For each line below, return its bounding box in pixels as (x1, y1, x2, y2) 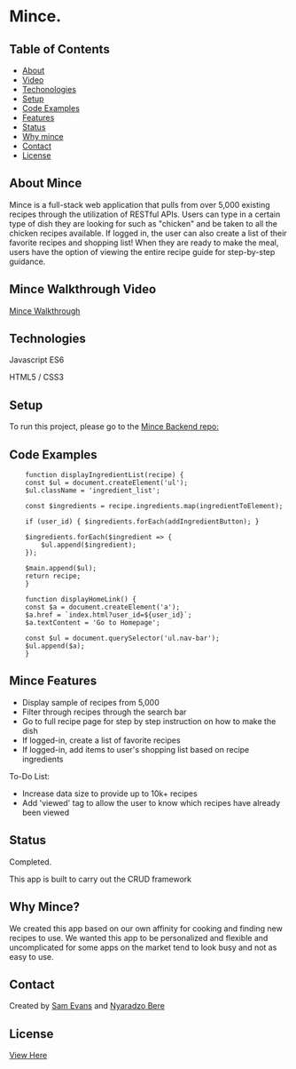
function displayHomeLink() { (25, 595, 137, 604)
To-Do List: (9, 770, 51, 781)
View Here (9, 1050, 48, 1061)
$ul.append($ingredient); (41, 540, 137, 550)
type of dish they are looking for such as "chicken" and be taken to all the (9, 218, 277, 228)
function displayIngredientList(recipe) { (25, 471, 184, 480)
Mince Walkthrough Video (9, 282, 157, 297)
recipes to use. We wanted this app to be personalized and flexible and (9, 932, 269, 943)
